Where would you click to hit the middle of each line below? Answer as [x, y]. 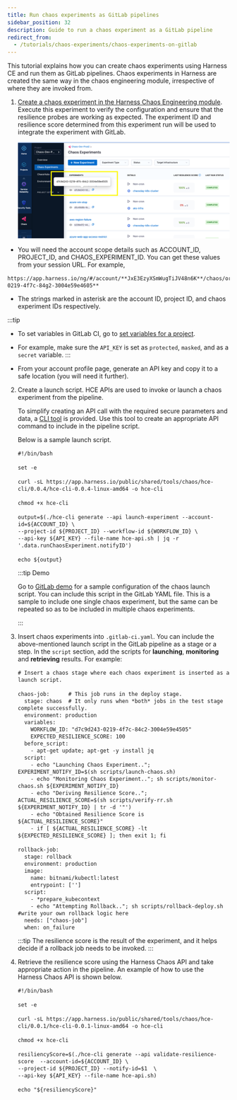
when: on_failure [50, 927]
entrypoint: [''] [56, 885]
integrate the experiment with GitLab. [71, 132]
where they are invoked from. [50, 88]
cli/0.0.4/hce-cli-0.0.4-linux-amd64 [73, 489]
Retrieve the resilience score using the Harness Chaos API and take [115, 961]
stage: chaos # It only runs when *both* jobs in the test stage [124, 701]
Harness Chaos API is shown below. [70, 977]
